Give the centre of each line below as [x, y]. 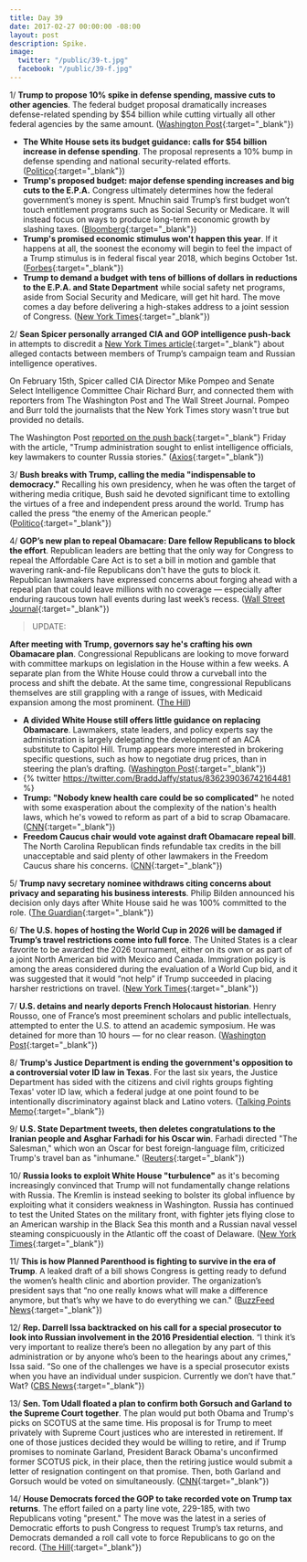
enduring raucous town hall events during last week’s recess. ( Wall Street [148, 598]
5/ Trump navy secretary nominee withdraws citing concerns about [140, 883]
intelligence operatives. [53, 363]
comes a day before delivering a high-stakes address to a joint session [156, 306]
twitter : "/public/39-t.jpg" [73, 60]
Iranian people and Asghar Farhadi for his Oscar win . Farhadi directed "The [153, 1138]
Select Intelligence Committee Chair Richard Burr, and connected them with [152, 390]
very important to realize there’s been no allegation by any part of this [140, 1346]
